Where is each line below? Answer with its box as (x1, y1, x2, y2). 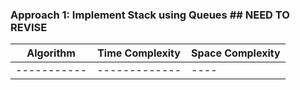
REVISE (10, 20, 48, 34)
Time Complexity (97, 46, 181, 60)
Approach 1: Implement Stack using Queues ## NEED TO (10, 8, 290, 22)
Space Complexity (191, 46, 281, 60)
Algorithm (26, 46, 76, 60)
